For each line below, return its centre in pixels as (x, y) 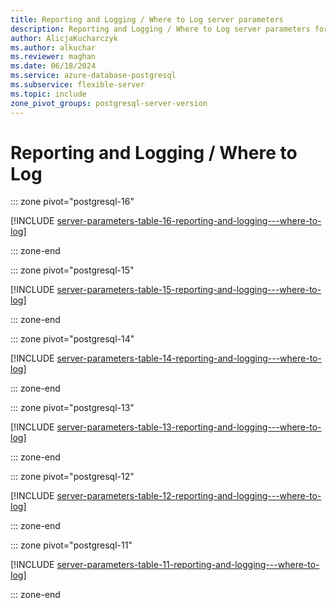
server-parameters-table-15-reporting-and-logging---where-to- (189, 290)
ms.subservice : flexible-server (77, 85)
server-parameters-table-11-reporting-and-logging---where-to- (188, 565)
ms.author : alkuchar (53, 47)
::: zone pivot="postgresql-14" (72, 339)
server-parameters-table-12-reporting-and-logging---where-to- (189, 496)
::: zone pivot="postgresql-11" (71, 545)
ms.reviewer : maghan (53, 57)
